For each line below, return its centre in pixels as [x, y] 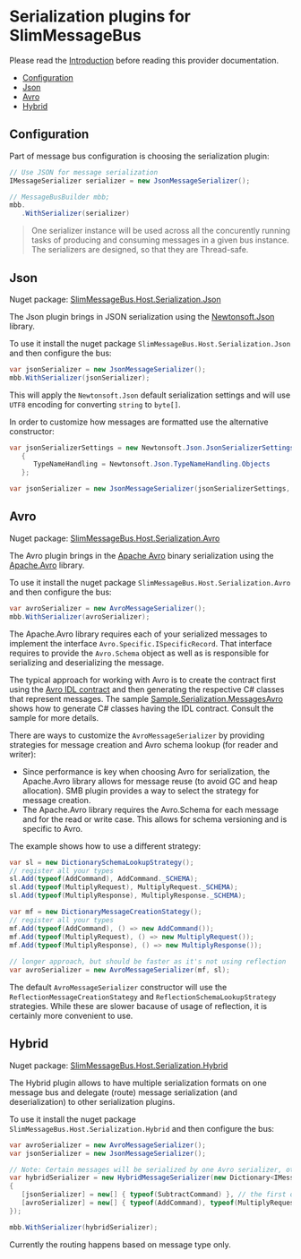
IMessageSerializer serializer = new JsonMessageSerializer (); [130, 181]
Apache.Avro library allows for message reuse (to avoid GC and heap [150, 781]
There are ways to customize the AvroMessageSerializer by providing [137, 735]
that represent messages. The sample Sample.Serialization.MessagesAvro [146, 698]
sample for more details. [54, 717]
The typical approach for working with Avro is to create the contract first [142, 680]
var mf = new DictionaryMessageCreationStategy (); [106, 912]
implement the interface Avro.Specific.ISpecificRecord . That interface [141, 643]
